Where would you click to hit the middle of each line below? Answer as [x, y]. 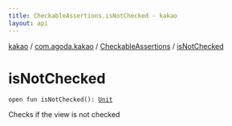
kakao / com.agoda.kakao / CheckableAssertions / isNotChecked [116, 46]
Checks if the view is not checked [64, 115]
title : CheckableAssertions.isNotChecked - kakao [93, 16]
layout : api [28, 23]
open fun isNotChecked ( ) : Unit [61, 100]
